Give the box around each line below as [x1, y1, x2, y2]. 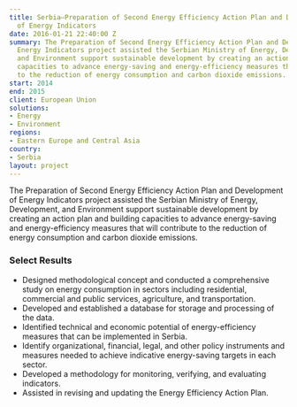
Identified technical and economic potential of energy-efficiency [21, 321, 256, 332]
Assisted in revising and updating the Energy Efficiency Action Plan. [21, 387, 270, 398]
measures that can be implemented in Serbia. [21, 331, 188, 342]
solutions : [9, 104, 49, 112]
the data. [21, 311, 55, 323]
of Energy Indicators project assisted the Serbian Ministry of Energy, [9, 195, 258, 205]
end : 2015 [9, 87, 46, 96]
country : [9, 144, 42, 153]
